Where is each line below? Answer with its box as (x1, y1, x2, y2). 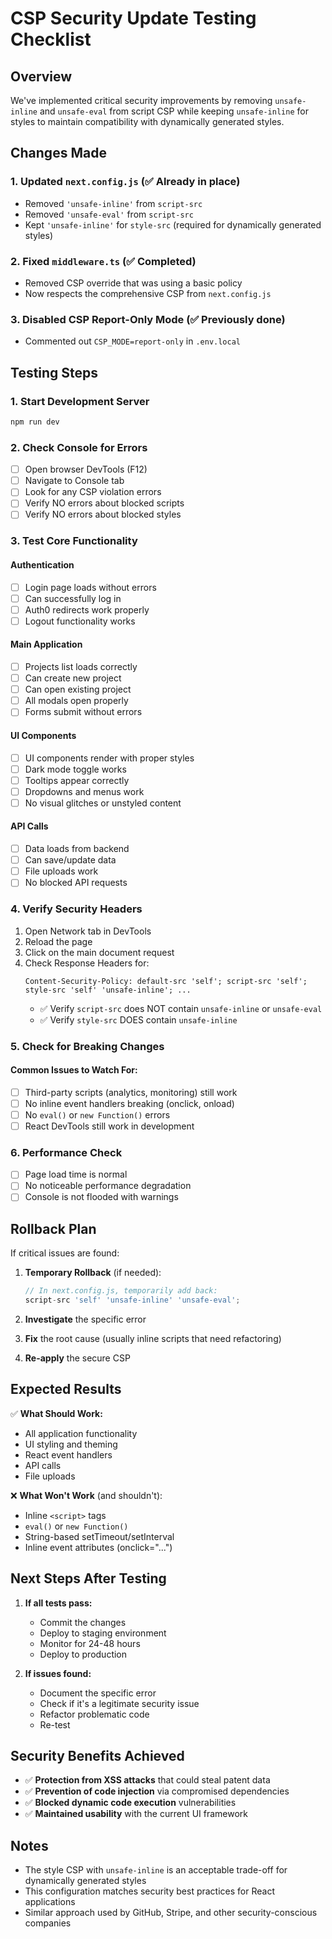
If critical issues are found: (10, 1247, 120, 1259)
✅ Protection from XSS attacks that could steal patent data (24, 1774, 271, 1786)
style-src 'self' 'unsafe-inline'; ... (24, 985, 192, 995)
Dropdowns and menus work (24, 785, 145, 797)
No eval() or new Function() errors (24, 1108, 171, 1121)
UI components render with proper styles (24, 752, 195, 764)
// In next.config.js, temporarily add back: (24, 1286, 218, 1296)
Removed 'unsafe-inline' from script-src (24, 197, 203, 209)
